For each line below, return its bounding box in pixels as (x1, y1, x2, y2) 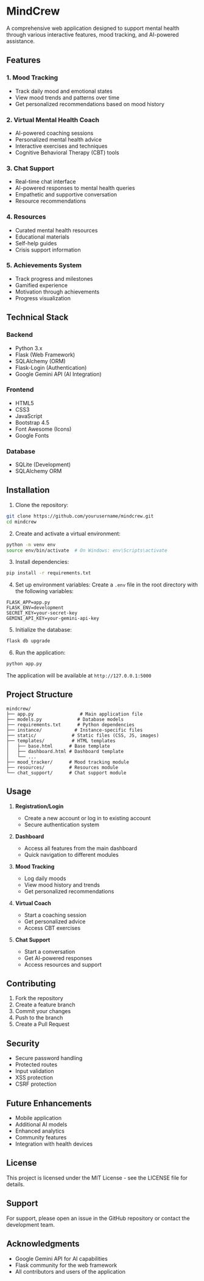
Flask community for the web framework (15, 1261, 118, 1269)
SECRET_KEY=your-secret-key (6, 610, 78, 616)
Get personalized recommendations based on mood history (15, 100, 164, 107)
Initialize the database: (15, 626, 72, 633)
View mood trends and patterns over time (15, 93, 120, 101)
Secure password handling (15, 1055, 83, 1062)
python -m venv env (6, 541, 56, 547)
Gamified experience (15, 281, 68, 289)
